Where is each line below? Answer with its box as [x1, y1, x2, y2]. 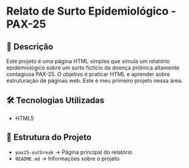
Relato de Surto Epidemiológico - [6, 4, 177, 18]
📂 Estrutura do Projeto [6, 132, 91, 142]
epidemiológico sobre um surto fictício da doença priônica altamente [6, 64, 180, 71]
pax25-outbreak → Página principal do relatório [15, 148, 133, 156]
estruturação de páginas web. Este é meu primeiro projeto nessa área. [6, 77, 183, 84]
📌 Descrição [6, 41, 54, 52]
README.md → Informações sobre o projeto [15, 155, 120, 162]
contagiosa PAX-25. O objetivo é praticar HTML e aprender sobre [6, 71, 171, 77]
